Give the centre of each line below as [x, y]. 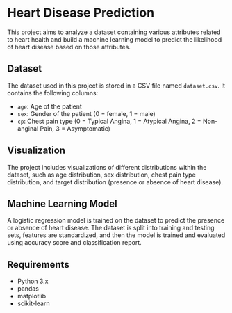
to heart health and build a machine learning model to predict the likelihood [115, 39]
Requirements [38, 265]
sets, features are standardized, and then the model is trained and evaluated [116, 235]
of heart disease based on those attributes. [69, 47]
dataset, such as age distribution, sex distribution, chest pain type [101, 175]
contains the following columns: [53, 93]
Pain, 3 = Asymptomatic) [75, 128]
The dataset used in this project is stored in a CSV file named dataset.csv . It [116, 86]
